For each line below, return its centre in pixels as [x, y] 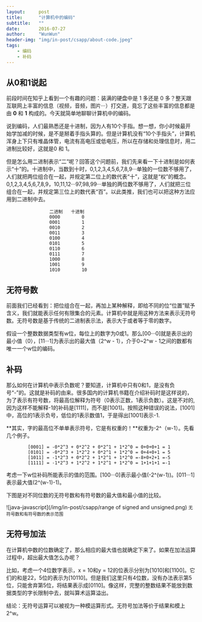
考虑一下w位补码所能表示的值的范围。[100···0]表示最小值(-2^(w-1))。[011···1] [101, 475]
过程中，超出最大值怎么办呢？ [43, 557]
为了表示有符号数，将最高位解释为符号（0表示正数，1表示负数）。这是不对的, [101, 400]
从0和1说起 [26, 83]
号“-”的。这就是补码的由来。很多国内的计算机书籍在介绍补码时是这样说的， [99, 393]
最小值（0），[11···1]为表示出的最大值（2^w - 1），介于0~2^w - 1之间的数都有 [99, 341]
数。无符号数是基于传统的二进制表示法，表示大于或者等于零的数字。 [90, 321]
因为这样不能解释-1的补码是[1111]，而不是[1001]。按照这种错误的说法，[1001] [101, 408]
